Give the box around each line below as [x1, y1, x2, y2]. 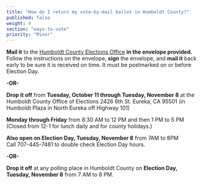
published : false [6, 15, 51, 21]
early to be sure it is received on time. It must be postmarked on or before [6, 62, 192, 69]
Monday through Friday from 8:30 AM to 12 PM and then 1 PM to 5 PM [6, 116, 185, 124]
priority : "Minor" [6, 32, 53, 38]
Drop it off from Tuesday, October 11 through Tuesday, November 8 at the [6, 91, 195, 99]
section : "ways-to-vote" [6, 26, 69, 32]
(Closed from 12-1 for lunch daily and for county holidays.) [6, 122, 152, 130]
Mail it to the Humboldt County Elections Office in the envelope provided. [6, 48, 193, 55]
